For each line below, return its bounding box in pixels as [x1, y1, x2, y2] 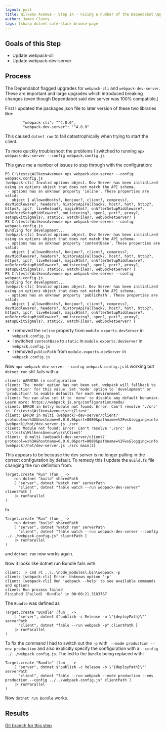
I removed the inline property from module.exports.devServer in [12, 327, 144, 333]
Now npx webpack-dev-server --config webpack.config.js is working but [5, 363, 154, 369]
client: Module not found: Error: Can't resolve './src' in [5, 426, 132, 431]
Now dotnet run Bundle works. [5, 695, 68, 701]
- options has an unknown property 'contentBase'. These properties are [7, 241, 161, 245]
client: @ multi [5, 434, 41, 440]
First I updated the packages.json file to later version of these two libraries [5, 105, 157, 111]
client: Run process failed [5, 587, 63, 592]
